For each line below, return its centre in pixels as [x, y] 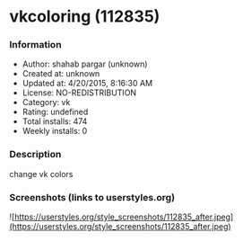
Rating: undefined [55, 112]
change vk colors [41, 174]
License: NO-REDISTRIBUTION [79, 93]
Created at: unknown [61, 74]
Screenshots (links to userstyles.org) [92, 197]
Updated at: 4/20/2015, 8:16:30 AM [87, 84]
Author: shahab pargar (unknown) [85, 64]
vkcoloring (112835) [85, 17]
